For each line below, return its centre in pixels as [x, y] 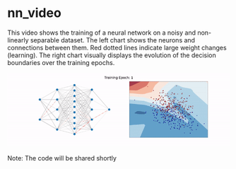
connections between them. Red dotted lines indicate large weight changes [117, 47]
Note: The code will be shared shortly [62, 158]
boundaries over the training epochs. [61, 62]
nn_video [34, 13]
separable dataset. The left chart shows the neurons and [113, 40]
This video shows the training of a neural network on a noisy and [102, 33]
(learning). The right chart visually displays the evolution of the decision [112, 55]
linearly [18, 40]
